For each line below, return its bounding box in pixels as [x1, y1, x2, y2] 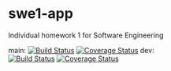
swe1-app [8, 5, 73, 23]
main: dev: [8, 45, 155, 55]
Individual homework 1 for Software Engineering [8, 30, 164, 40]
